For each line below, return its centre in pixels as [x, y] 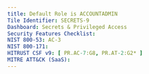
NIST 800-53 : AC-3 [34, 40]
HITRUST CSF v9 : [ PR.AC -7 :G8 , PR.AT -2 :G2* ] [75, 54]
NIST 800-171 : [28, 47]
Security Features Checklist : [52, 33]
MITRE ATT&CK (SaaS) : [39, 60]
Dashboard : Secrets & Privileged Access [67, 27]
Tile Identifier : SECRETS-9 [48, 20]
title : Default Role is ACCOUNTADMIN [63, 14]
